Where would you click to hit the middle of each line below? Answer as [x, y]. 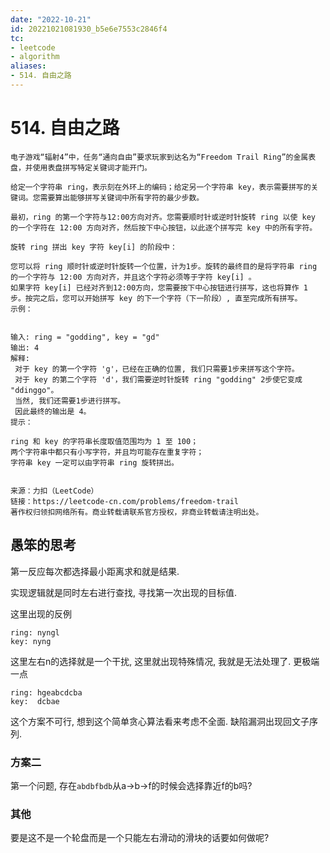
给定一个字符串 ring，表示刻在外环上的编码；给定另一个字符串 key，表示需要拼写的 [161, 187]
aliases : [28, 66]
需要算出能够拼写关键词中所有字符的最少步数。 [122, 197]
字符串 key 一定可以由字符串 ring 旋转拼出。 [94, 462]
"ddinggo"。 [34, 390]
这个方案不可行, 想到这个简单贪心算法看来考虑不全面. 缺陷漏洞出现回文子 [160, 721]
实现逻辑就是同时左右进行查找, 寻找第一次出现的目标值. [124, 592]
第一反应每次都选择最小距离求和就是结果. [95, 571]
